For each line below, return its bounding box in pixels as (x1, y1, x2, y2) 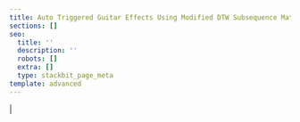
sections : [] (9, 21, 58, 30)
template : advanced (9, 79, 82, 88)
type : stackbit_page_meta (17, 71, 114, 80)
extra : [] (17, 63, 54, 72)
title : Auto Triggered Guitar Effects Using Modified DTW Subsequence (9, 12, 278, 22)
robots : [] (17, 54, 58, 63)
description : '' (17, 46, 78, 55)
